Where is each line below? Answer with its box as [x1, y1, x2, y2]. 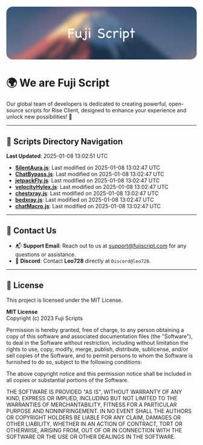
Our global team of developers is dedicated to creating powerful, [6, 100, 167, 107]
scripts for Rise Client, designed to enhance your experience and [25, 107, 187, 114]
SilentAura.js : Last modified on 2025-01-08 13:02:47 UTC [14, 164, 160, 171]
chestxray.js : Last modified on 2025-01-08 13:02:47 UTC [14, 190, 159, 197]
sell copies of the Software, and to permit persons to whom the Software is [6, 351, 193, 359]
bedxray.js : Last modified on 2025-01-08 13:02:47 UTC [14, 196, 154, 203]
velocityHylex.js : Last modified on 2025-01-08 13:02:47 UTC [14, 184, 169, 191]
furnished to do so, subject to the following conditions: [6, 358, 142, 365]
